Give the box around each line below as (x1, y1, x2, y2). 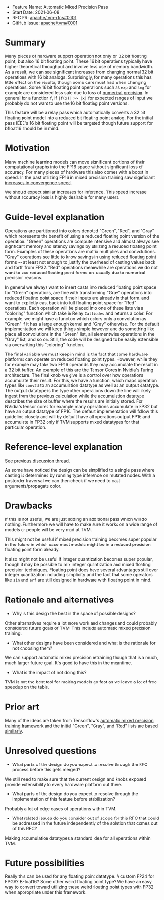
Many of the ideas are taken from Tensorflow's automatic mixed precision (5, 717, 154, 723)
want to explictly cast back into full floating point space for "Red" (5, 300, 137, 306)
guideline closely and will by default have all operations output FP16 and (5, 413, 151, 419)
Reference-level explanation (5, 441, 123, 452)
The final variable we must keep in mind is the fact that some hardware (5, 351, 148, 357)
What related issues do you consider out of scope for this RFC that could (12, 815, 159, 821)
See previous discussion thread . (5, 458, 70, 464)
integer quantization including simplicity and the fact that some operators (5, 572, 153, 577)
